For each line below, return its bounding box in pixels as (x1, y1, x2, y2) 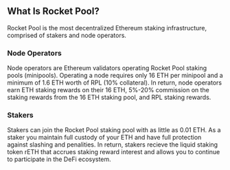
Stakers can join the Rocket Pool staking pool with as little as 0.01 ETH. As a (7, 126, 221, 134)
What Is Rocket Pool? (7, 6, 100, 17)
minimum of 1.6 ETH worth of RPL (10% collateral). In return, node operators (7, 78, 222, 87)
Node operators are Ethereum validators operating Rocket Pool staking (7, 64, 207, 72)
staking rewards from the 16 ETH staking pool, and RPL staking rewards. (7, 93, 211, 102)
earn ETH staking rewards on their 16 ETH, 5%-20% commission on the (7, 86, 209, 94)
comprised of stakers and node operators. (7, 31, 127, 39)
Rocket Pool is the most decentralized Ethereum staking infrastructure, (7, 23, 207, 32)
